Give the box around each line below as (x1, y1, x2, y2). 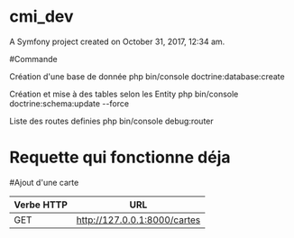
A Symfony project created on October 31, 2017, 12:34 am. (9, 36, 225, 47)
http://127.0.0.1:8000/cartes (76, 214, 201, 226)
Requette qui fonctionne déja (9, 147, 232, 168)
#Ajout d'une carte (9, 177, 79, 188)
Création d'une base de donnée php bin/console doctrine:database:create (9, 70, 286, 82)
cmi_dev (9, 6, 74, 27)
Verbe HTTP (14, 198, 68, 211)
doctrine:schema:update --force (9, 97, 129, 109)
